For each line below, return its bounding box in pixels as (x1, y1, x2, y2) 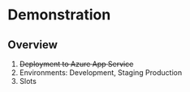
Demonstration (7, 6, 111, 24)
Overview (7, 38, 58, 52)
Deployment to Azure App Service (19, 59, 134, 69)
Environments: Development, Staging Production (19, 68, 183, 77)
